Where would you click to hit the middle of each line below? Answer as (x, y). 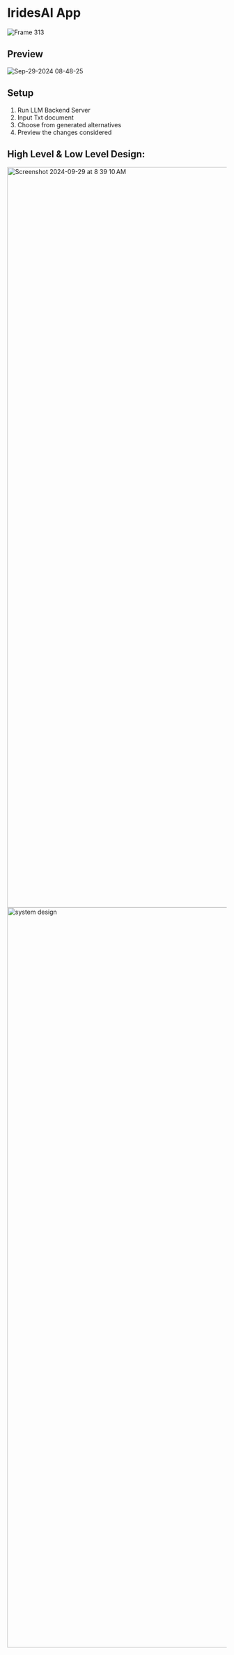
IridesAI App (44, 13)
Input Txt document (46, 117)
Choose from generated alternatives (69, 124)
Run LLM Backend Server (54, 110)
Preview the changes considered (64, 132)
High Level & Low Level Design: (76, 154)
